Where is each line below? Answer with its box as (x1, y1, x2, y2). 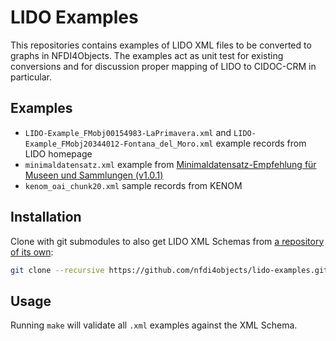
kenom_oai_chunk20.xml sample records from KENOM (24, 179, 243, 191)
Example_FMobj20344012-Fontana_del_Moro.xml (24, 139, 214, 149)
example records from (215, 137, 307, 149)
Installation (10, 209, 82, 226)
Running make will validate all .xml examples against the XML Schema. (10, 319, 298, 331)
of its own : (10, 246, 54, 258)
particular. (10, 71, 52, 83)
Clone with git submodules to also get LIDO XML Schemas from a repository (10, 235, 325, 247)
